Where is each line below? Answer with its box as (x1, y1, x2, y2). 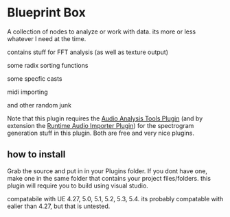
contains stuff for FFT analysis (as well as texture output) (7, 48, 169, 56)
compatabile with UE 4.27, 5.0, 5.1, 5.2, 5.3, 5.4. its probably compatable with (7, 194, 224, 203)
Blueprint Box (7, 5, 86, 21)
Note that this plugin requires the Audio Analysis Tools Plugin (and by (7, 114, 203, 123)
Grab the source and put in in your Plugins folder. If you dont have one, (7, 166, 208, 175)
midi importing (7, 88, 48, 96)
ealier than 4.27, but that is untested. (7, 202, 111, 210)
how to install (7, 149, 66, 160)
